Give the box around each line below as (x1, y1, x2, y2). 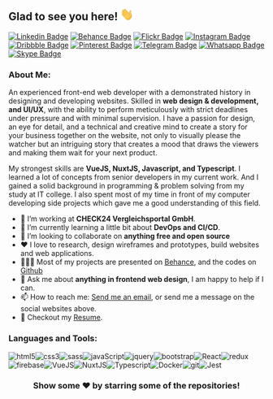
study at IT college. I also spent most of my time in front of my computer (8, 189, 250, 199)
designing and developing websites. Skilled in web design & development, (8, 96, 259, 106)
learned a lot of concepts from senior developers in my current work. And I (8, 172, 258, 182)
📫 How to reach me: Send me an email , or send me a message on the (19, 293, 255, 302)
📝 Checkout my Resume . (19, 313, 103, 323)
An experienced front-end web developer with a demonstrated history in (8, 88, 251, 98)
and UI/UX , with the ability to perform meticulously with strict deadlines (8, 105, 249, 115)
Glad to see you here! (8, 10, 119, 24)
